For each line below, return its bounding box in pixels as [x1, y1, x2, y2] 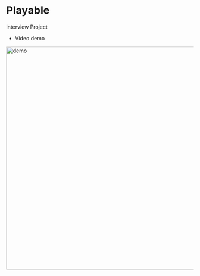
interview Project [6, 23, 48, 30]
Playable [6, 4, 50, 17]
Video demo [14, 34, 45, 42]
